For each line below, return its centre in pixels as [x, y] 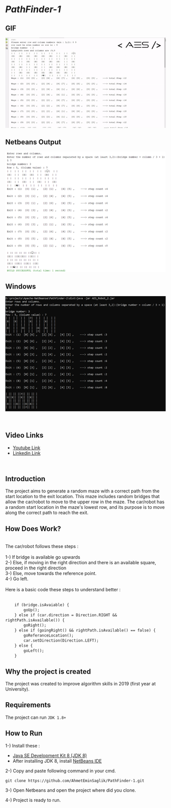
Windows [21, 287]
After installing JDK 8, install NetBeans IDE [57, 761]
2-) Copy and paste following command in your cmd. [61, 771]
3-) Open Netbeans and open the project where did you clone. [71, 790]
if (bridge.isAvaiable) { [42, 605]
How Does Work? [33, 528]
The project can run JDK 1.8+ [36, 717]
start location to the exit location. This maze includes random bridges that [82, 497]
